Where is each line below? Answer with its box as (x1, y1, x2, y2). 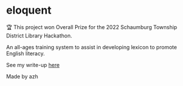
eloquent (6, 4, 52, 17)
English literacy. (6, 50, 45, 57)
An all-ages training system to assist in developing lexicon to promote (6, 43, 177, 50)
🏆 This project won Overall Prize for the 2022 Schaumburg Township (6, 23, 178, 30)
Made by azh (6, 72, 39, 80)
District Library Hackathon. (6, 32, 73, 39)
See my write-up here (6, 61, 60, 68)
